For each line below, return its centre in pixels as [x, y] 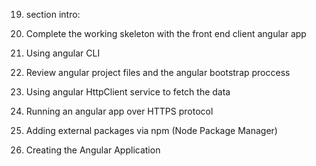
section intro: [53, 14]
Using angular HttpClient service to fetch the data [128, 92]
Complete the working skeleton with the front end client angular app [166, 33]
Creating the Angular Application [93, 150]
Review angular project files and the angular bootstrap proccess [158, 72]
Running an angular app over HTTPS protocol [119, 111]
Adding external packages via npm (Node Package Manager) [151, 130]
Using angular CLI [63, 53]
